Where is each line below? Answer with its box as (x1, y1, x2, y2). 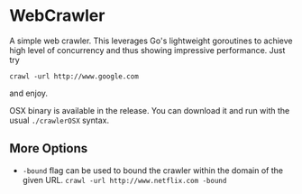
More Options (9, 141, 88, 156)
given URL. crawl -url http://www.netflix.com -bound (22, 174, 227, 185)
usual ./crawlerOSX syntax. (9, 115, 110, 125)
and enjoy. (9, 88, 48, 98)
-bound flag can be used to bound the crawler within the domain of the (22, 164, 284, 176)
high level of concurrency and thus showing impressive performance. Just (9, 44, 286, 55)
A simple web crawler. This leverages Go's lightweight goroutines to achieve (9, 35, 293, 46)
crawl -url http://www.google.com (9, 71, 140, 81)
